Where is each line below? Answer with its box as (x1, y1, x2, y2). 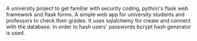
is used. (6, 29, 25, 36)
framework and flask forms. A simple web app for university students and (6, 11, 185, 18)
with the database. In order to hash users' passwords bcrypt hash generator (6, 23, 192, 30)
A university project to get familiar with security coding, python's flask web (6, 5, 189, 12)
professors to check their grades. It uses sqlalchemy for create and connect (6, 17, 191, 24)
